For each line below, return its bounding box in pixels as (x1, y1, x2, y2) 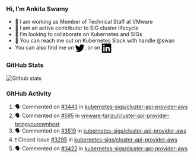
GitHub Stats (6, 61, 44, 69)
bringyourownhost (14, 120, 60, 127)
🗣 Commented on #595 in (14, 112, 80, 119)
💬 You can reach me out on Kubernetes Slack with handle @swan (14, 37, 175, 44)
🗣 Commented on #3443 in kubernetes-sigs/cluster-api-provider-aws (14, 103, 188, 110)
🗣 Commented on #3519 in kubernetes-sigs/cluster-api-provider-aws (14, 127, 187, 134)
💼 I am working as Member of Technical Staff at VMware (14, 18, 153, 25)
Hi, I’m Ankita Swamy (6, 5, 69, 13)
